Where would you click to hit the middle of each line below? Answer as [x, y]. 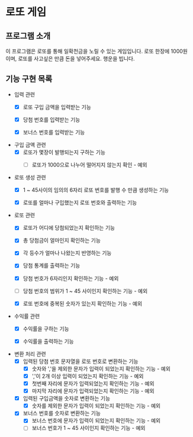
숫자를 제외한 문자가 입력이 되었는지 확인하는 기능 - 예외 [96, 406]
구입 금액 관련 [30, 145]
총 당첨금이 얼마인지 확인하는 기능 [62, 240]
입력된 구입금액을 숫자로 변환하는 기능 [67, 399]
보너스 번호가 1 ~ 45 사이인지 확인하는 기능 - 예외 [89, 428]
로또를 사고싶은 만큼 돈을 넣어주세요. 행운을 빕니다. [76, 59]
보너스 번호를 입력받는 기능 [54, 132]
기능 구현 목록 [29, 79]
